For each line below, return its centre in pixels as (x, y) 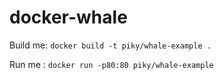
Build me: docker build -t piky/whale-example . (110, 45)
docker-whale (68, 17)
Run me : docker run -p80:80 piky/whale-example (111, 64)
